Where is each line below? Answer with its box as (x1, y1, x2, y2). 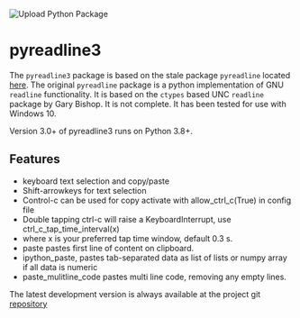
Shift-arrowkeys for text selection (22, 185, 147, 195)
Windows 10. (9, 108, 57, 119)
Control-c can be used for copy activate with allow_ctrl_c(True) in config (22, 195, 292, 205)
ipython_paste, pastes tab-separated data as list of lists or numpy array (22, 252, 288, 263)
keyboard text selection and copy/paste (22, 176, 169, 186)
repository (9, 298, 48, 309)
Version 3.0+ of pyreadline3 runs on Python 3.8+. (9, 125, 194, 136)
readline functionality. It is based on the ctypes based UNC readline (9, 88, 264, 99)
